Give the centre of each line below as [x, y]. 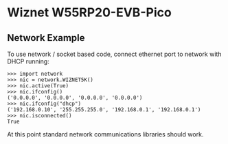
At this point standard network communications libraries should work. [105, 134]
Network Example [46, 38]
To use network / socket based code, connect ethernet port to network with [114, 54]
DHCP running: [28, 61]
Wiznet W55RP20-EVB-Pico [89, 13]
